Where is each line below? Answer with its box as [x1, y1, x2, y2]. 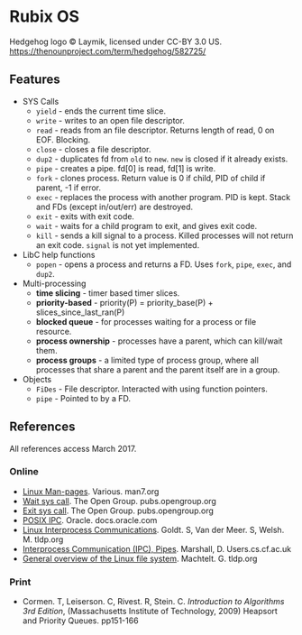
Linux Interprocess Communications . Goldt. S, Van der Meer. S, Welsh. [22, 524, 285, 535]
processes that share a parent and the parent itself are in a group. [35, 364, 280, 375]
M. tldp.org [22, 534, 64, 545]
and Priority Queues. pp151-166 [22, 615, 139, 626]
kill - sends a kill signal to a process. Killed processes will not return [35, 230, 294, 241]
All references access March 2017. [9, 443, 137, 454]
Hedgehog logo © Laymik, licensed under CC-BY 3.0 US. [9, 36, 223, 47]
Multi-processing [22, 278, 87, 289]
